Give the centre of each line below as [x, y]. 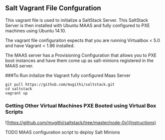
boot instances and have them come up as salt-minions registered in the [79, 60]
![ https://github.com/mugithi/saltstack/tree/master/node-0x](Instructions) [81, 123]
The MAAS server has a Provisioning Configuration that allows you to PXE [81, 55]
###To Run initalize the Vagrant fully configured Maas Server [68, 75]
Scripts [14, 112]
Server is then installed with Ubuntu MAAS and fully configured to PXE [78, 25]
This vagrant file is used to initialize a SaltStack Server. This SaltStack [77, 20]
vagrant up [16, 93]
